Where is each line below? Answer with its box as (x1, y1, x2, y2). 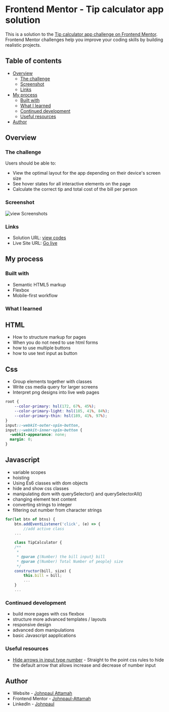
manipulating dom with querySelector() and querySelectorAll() (12, 491, 143, 497)
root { (5, 399, 19, 404)
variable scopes (12, 469, 47, 475)
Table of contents (5, 57, 62, 66)
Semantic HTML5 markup (12, 281, 66, 287)
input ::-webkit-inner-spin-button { (5, 428, 82, 433)
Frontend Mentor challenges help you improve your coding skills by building (5, 37, 163, 43)
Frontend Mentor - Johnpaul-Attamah (12, 696, 91, 702)
